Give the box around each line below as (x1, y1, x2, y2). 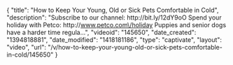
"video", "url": (6, 43, 47, 51)
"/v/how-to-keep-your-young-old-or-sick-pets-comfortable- (48, 43, 223, 51)
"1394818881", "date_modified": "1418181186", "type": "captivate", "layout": (6, 36, 222, 44)
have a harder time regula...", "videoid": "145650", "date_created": (6, 28, 197, 36)
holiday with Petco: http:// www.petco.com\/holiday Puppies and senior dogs (6, 21, 227, 29)
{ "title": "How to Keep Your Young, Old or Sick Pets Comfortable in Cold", (6, 6, 219, 14)
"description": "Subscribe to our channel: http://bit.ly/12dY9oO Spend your (6, 13, 222, 22)
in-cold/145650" (6, 50, 54, 59)
